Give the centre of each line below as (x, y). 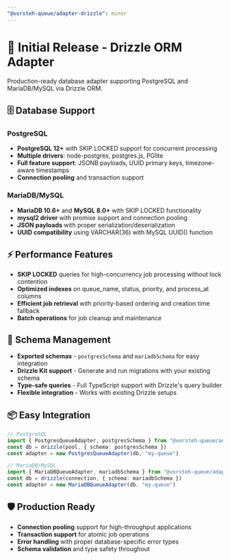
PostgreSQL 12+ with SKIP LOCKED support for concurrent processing (117, 149)
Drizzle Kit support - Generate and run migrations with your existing (114, 371)
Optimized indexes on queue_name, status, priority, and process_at (113, 289)
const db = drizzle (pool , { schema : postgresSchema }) (87, 447)
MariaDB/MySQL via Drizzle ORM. (55, 88)
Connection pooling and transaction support (80, 178)
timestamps (53, 170)
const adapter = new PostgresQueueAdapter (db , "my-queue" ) (93, 453)
